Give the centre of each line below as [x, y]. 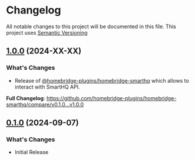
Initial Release [32, 152]
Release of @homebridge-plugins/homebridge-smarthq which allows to [102, 80]
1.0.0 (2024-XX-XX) [44, 51]
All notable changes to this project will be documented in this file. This [91, 26]
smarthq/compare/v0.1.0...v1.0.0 [45, 104]
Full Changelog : [26, 98]
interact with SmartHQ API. [47, 87]
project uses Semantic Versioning [47, 32]
